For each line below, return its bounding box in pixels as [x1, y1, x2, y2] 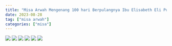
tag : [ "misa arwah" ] [5, 17, 50, 22]
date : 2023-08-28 [5, 12, 42, 17]
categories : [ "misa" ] [5, 21, 52, 27]
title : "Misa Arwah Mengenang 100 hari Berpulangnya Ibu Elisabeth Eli [5, 7, 161, 13]
